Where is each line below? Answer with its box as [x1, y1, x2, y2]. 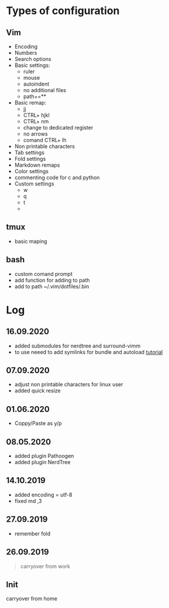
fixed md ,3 [14, 497, 42, 504]
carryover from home [6, 595, 57, 602]
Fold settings [14, 156, 46, 162]
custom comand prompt [14, 270, 73, 277]
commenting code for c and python [14, 174, 100, 181]
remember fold [14, 530, 51, 537]
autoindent [23, 80, 50, 87]
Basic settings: [14, 62, 50, 69]
